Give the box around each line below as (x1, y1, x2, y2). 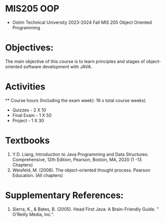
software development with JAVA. (23, 63, 93, 69)
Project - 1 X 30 (12, 117, 45, 123)
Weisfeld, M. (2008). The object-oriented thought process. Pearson (12, 167, 150, 173)
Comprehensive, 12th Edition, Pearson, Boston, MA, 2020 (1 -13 (12, 157, 142, 163)
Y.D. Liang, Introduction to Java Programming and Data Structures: (12, 151, 149, 157)
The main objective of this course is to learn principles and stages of (5, 58, 145, 64)
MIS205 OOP (5, 3, 59, 14)
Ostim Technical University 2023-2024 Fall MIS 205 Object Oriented (12, 19, 152, 25)
